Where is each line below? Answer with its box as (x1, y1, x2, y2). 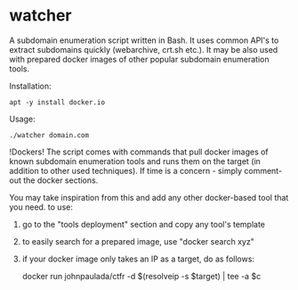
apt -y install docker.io (9, 97, 105, 107)
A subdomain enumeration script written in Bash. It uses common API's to (9, 35, 279, 46)
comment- (244, 165, 283, 176)
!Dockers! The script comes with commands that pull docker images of (9, 146, 269, 157)
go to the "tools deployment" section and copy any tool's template (21, 219, 265, 229)
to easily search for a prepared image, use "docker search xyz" (21, 236, 255, 246)
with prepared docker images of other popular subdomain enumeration (9, 54, 270, 64)
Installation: (9, 80, 52, 91)
